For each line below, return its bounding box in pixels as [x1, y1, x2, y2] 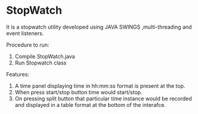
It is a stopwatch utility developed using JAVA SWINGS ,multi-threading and [6, 23, 192, 30]
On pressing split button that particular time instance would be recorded [14, 95, 192, 102]
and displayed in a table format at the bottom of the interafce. [14, 101, 166, 108]
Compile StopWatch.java [14, 53, 76, 60]
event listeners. [6, 29, 44, 36]
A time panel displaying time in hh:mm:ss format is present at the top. [14, 82, 185, 90]
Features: [6, 70, 30, 78]
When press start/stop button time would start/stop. [14, 88, 143, 95]
